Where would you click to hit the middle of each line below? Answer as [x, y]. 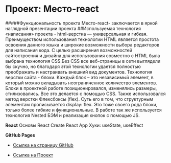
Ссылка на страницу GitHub [43, 145]
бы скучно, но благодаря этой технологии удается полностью [73, 66]
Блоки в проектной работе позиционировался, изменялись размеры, [81, 88]
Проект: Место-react [52, 9]
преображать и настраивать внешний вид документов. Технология [79, 72]
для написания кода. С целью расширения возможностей [69, 50]
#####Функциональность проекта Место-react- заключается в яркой [82, 23]
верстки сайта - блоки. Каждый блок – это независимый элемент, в [80, 77]
